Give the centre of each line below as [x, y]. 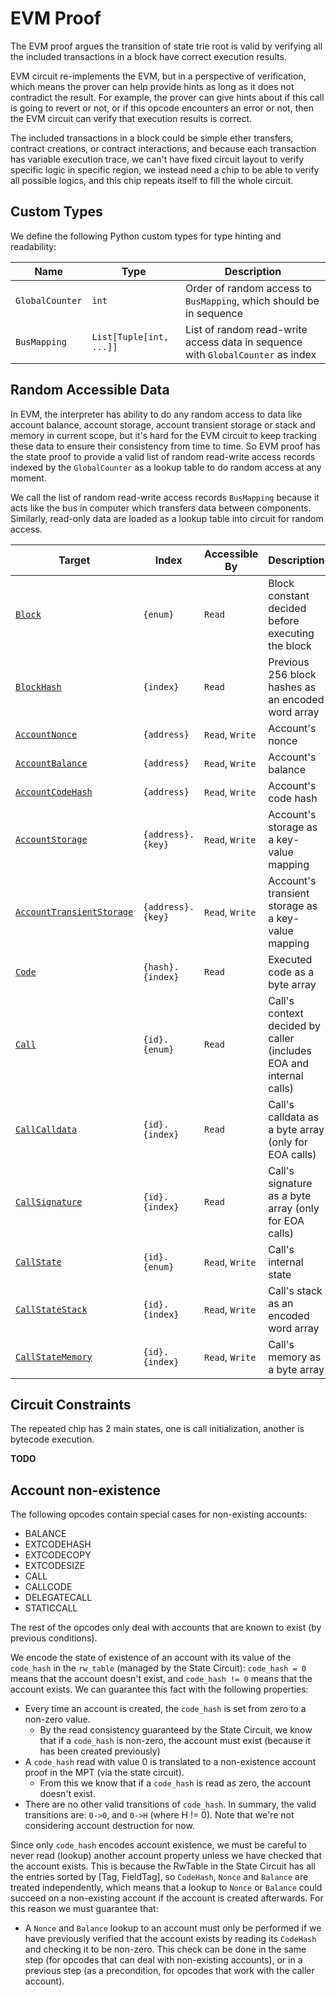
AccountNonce [46, 734]
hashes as [292, 687]
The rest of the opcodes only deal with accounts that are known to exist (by [166, 1628]
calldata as [294, 1117]
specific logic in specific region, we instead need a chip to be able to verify [165, 169]
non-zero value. [57, 1719]
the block [290, 645]
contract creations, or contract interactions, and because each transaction [163, 148]
